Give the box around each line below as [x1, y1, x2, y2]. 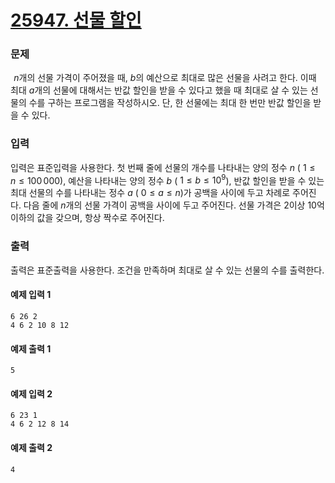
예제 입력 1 [10, 289, 52, 301]
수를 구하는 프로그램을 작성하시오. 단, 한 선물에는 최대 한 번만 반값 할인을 [28, 97, 312, 109]
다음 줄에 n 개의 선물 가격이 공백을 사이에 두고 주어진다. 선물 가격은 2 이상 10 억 [23, 199, 325, 211]
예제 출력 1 [10, 342, 52, 355]
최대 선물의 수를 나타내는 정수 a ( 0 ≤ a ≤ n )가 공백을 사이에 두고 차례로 [10, 187, 291, 199]
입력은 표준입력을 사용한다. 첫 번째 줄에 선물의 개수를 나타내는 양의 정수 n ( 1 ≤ [10, 161, 316, 173]
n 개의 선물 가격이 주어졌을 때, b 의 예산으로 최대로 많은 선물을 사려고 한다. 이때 [13, 72, 317, 84]
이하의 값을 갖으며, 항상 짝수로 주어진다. [10, 212, 165, 224]
